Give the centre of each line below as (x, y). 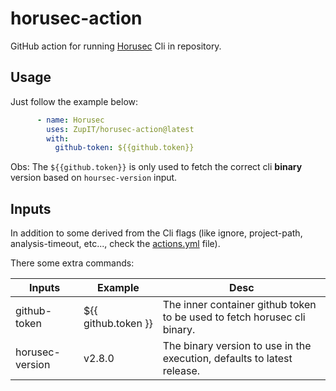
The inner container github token (239, 305)
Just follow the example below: (74, 101)
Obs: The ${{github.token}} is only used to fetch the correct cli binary (156, 167)
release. (181, 371)
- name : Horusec (70, 120)
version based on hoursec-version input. (94, 178)
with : (58, 138)
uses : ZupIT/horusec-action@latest (120, 129)
